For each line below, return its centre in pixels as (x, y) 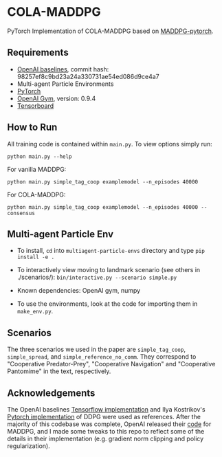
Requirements (38, 53)
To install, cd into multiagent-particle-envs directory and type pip (111, 251)
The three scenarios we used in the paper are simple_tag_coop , (96, 349)
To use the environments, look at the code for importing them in (107, 304)
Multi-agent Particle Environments (65, 84)
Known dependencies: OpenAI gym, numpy (79, 291)
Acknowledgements (51, 393)
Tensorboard (35, 105)
